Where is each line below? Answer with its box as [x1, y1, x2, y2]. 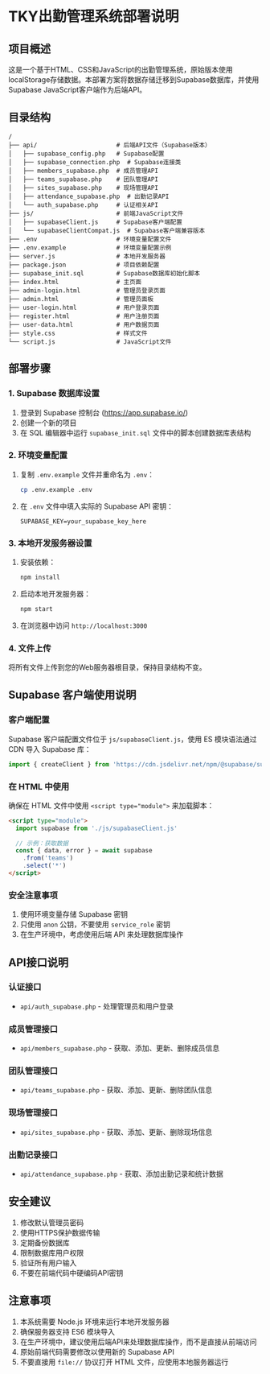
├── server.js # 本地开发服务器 [8, 252, 166, 260]
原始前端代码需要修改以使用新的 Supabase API [19, 1347, 174, 1356]
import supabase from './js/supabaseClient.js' [15, 824, 178, 832]
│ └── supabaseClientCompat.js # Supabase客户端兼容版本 [8, 226, 206, 234]
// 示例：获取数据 [15, 839, 69, 848]
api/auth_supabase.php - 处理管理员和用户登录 [19, 1001, 174, 1011]
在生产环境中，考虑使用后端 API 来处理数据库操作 [19, 930, 184, 939]
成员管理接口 [8, 1023, 59, 1034]
